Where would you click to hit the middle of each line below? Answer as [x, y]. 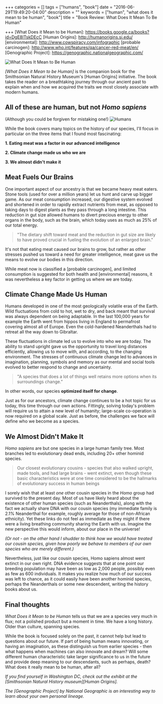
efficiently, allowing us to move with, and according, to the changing [73, 352]
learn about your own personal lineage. [45, 696]
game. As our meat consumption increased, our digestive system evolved [79, 199]
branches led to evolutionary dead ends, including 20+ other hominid [74, 454]
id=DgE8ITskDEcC [24, 37]
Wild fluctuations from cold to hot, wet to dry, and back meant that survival [80, 311]
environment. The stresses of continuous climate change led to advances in [81, 357]
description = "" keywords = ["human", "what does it [100, 12]
